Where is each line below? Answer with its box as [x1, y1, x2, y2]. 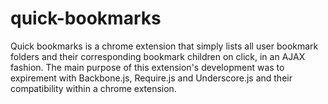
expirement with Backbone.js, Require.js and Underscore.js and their [10, 72, 293, 84]
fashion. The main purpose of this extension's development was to [10, 61, 285, 73]
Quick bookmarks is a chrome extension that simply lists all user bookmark [10, 40, 319, 52]
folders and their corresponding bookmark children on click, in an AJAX [10, 50, 306, 62]
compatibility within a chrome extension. [10, 82, 177, 94]
